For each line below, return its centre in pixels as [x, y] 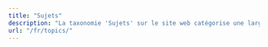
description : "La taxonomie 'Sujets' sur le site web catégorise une [126, 23]
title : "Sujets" [35, 16]
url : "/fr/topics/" [41, 30]
